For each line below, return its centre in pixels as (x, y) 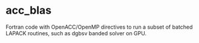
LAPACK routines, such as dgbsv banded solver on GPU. (76, 33)
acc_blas (29, 10)
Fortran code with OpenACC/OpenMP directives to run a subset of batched (99, 27)
